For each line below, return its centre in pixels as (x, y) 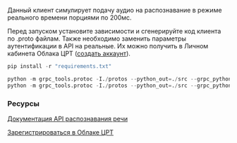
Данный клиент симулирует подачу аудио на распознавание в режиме (115, 10)
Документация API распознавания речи (68, 118)
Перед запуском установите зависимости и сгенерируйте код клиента (114, 31)
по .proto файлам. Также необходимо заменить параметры (97, 39)
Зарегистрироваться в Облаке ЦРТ (61, 132)
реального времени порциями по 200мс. (69, 18)
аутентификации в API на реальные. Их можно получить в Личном (108, 46)
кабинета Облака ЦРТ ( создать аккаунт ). (69, 53)
